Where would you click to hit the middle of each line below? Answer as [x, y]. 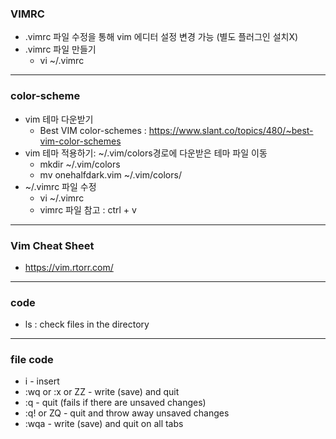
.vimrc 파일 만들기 [60, 49]
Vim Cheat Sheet [52, 245]
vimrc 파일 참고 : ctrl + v [88, 209]
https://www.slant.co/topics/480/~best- [231, 130]
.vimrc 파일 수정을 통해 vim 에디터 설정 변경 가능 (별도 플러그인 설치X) [161, 37]
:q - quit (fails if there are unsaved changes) [115, 403]
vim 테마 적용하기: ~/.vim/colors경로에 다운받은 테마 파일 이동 [146, 153]
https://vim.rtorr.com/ [69, 267]
